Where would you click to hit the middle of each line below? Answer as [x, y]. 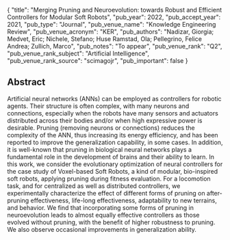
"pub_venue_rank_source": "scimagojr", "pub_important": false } [98, 61]
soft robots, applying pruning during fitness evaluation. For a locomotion [109, 178]
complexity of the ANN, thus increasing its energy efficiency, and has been [113, 135]
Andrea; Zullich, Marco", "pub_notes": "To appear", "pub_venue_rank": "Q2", [115, 46]
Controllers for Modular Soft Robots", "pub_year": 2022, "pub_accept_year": [114, 17]
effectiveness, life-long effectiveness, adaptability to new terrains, [124, 200]
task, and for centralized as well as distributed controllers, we [94, 186]
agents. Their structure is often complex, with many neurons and [98, 106]
